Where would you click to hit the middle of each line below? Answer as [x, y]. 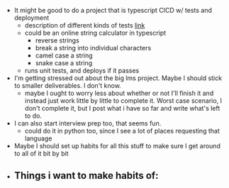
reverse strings [57, 40]
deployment [32, 18]
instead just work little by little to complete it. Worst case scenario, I [123, 101]
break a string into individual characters [93, 48]
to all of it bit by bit [41, 153]
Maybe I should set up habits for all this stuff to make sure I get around [117, 146]
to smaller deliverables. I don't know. [68, 85]
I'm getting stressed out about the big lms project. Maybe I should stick [118, 78]
